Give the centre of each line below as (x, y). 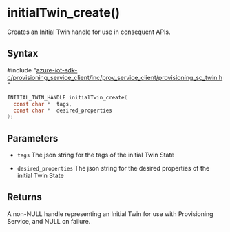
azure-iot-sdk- (57, 70)
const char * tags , (43, 104)
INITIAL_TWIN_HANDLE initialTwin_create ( (67, 97)
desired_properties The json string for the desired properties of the (113, 168)
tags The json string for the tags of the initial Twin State (96, 155)
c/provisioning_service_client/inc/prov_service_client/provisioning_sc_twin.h (115, 77)
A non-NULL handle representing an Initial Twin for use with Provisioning (110, 214)
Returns (25, 197)
